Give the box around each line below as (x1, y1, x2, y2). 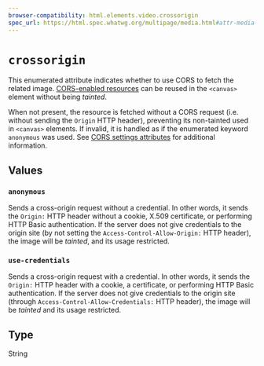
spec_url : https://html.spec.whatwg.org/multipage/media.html (8, 19, 216, 27)
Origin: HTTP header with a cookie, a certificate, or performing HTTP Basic (8, 280, 254, 290)
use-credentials (8, 256, 71, 265)
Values (8, 163, 43, 177)
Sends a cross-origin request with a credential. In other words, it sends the (8, 272, 250, 281)
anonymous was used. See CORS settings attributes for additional (8, 133, 216, 142)
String (8, 349, 28, 358)
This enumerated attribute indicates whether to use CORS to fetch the (8, 75, 234, 85)
